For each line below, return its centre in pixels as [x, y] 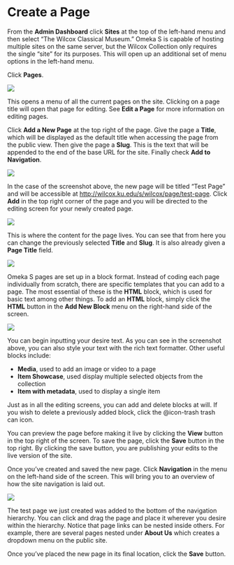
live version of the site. [40, 455]
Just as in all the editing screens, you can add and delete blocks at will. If [112, 405]
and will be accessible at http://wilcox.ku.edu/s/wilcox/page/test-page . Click [117, 194]
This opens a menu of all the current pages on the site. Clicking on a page [114, 101]
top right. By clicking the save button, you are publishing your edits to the [112, 448]
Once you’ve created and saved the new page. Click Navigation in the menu [117, 469]
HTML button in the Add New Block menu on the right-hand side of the [110, 306]
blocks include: [29, 355]
